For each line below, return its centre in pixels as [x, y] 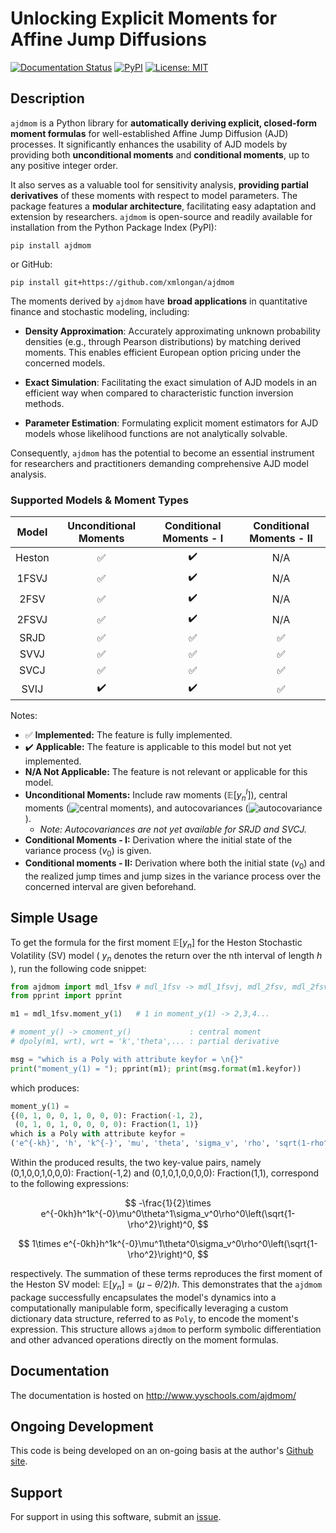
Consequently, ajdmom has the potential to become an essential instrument [162, 453]
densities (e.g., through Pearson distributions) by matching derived [163, 341]
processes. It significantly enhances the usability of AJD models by [149, 144]
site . [19, 1461]
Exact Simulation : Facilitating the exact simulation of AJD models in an [171, 382]
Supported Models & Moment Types [99, 500]
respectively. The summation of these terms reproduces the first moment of [166, 1273]
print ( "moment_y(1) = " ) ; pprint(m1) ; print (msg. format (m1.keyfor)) [156, 1068]
